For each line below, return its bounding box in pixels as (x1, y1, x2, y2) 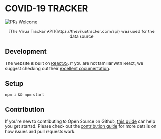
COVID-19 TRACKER (5, 3, 88, 14)
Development (5, 47, 47, 56)
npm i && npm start (5, 93, 45, 97)
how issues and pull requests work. (5, 129, 76, 135)
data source (69, 33, 94, 39)
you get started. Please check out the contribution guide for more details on (5, 124, 157, 129)
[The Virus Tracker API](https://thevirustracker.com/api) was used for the (8, 28, 155, 34)
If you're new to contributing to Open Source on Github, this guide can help (5, 118, 155, 124)
